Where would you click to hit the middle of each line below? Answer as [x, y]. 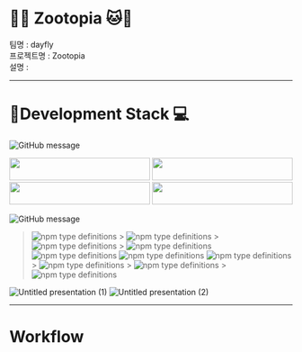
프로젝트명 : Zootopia [47, 55]
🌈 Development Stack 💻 [99, 114]
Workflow [47, 337]
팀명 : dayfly [31, 44]
